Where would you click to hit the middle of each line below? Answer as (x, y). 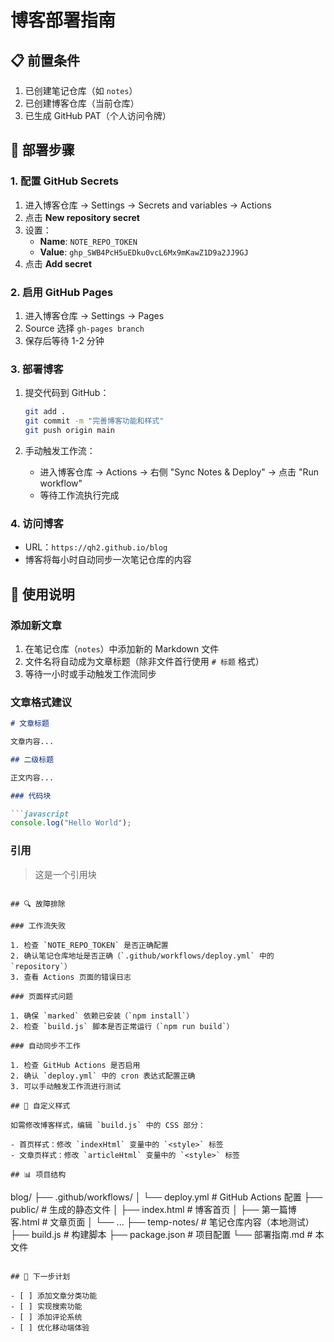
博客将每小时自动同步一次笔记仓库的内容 (108, 560)
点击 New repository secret (82, 217)
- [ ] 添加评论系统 (46, 1317)
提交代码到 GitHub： (67, 393)
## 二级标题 (32, 759)
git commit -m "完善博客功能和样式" (94, 421)
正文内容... (32, 777)
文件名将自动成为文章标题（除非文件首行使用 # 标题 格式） (144, 661)
